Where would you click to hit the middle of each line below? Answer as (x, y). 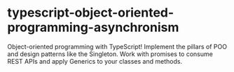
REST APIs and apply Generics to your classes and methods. (95, 61)
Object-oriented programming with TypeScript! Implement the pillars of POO (117, 46)
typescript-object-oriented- (91, 13)
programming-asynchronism (93, 27)
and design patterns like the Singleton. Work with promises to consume (110, 54)
